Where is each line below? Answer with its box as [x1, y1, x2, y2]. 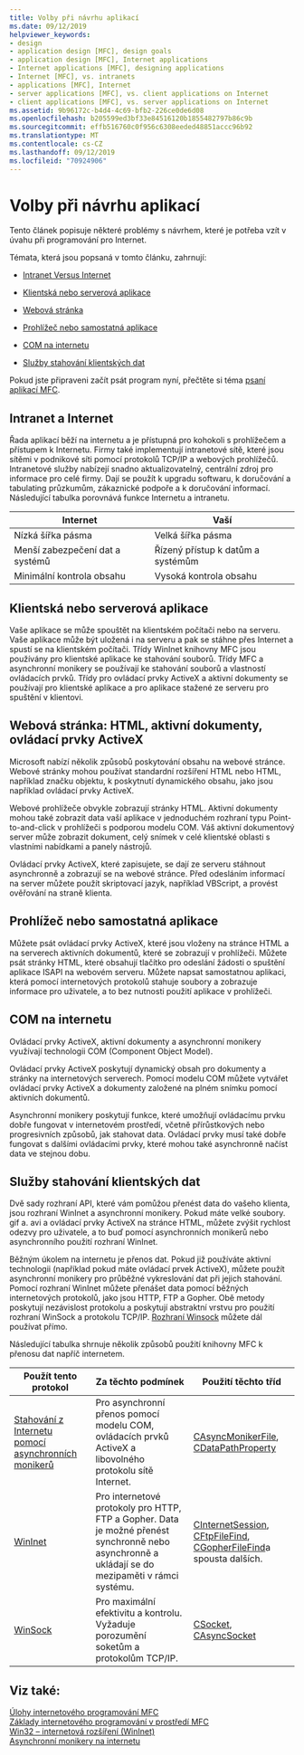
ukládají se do [95, 1558, 155, 1570]
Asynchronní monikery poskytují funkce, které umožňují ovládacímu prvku [9, 1109, 286, 1120]
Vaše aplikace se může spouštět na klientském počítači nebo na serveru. [9, 625, 280, 636]
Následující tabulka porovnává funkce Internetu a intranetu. [9, 492, 231, 503]
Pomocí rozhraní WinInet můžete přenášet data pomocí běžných [9, 1283, 249, 1294]
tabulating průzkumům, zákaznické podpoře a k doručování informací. [9, 483, 271, 494]
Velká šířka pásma [154, 529, 233, 542]
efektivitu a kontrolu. [95, 1607, 183, 1619]
